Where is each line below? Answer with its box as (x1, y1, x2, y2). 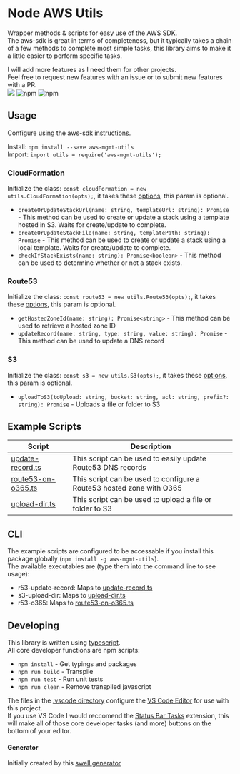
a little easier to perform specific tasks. (7, 51, 123, 60)
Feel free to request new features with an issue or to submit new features (7, 73, 223, 81)
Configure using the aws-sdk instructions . (7, 129, 131, 137)
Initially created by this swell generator (7, 759, 121, 768)
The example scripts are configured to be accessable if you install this (7, 547, 214, 556)
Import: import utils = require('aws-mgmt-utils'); (7, 150, 162, 159)
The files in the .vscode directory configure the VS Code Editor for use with (7, 696, 229, 705)
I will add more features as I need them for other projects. (7, 65, 176, 74)
